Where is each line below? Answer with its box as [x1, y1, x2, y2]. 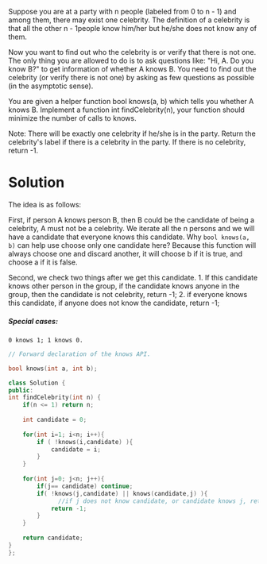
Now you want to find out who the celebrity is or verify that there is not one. [8, 48, 257, 56]
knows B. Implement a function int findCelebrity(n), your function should [8, 105, 245, 114]
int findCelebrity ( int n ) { [8, 393, 102, 402]
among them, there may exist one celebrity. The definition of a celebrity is [8, 15, 250, 25]
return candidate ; [22, 534, 83, 543]
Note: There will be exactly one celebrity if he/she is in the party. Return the [8, 129, 256, 138]
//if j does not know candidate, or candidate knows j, [58, 496, 247, 505]
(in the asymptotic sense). [8, 81, 94, 91]
